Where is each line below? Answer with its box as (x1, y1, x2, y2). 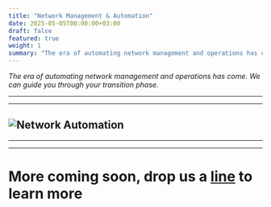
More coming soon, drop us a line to (8, 168, 252, 185)
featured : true (8, 34, 60, 43)
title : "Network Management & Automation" (8, 11, 153, 20)
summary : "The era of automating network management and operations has (8, 49, 258, 57)
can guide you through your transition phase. (8, 80, 159, 89)
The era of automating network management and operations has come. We (8, 72, 261, 81)
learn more (8, 184, 83, 202)
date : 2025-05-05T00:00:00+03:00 (8, 19, 121, 27)
